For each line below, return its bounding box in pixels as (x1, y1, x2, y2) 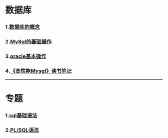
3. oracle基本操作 (5, 53, 46, 60)
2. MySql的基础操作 (5, 38, 52, 45)
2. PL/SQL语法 (5, 127, 39, 134)
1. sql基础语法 (5, 112, 37, 119)
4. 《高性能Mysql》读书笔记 (5, 67, 72, 74)
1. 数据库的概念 (5, 23, 40, 30)
